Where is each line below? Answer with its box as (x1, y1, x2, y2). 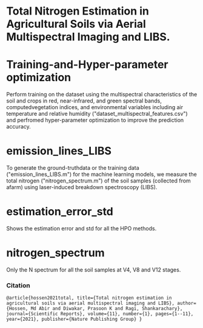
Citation (6, 281, 30, 289)
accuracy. (6, 123, 32, 130)
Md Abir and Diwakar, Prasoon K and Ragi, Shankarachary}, (30, 306, 183, 312)
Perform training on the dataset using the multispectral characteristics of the (6, 91, 198, 98)
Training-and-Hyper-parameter (6, 58, 168, 72)
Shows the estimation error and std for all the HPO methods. (6, 225, 157, 232)
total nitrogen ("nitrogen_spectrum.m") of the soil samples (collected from (6, 177, 191, 184)
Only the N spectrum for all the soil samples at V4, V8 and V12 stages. (6, 266, 181, 273)
